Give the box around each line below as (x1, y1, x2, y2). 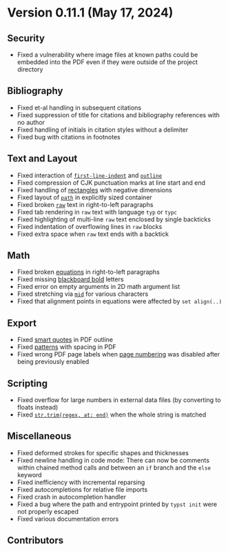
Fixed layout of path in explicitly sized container (17, 193, 153, 201)
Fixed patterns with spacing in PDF (17, 343, 116, 351)
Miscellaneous (7, 430, 72, 442)
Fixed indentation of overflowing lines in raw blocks (17, 222, 163, 230)
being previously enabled (17, 357, 90, 366)
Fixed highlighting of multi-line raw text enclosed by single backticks (17, 215, 211, 223)
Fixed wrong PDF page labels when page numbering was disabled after (17, 350, 220, 359)
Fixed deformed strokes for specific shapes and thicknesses (17, 448, 189, 457)
